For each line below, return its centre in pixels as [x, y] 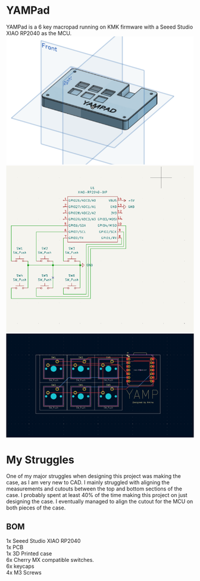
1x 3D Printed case [29, 554]
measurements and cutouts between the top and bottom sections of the [94, 489]
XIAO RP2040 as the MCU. [39, 33]
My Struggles [40, 460]
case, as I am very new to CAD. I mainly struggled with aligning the [88, 483]
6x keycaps [20, 566]
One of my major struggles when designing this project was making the [94, 476]
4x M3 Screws [24, 573]
